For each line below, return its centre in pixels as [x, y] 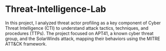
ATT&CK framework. [26, 44]
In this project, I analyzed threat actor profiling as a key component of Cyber [83, 23]
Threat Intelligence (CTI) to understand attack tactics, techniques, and [77, 28]
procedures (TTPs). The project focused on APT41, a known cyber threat [79, 33]
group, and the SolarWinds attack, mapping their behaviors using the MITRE [83, 39]
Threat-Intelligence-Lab [56, 9]
